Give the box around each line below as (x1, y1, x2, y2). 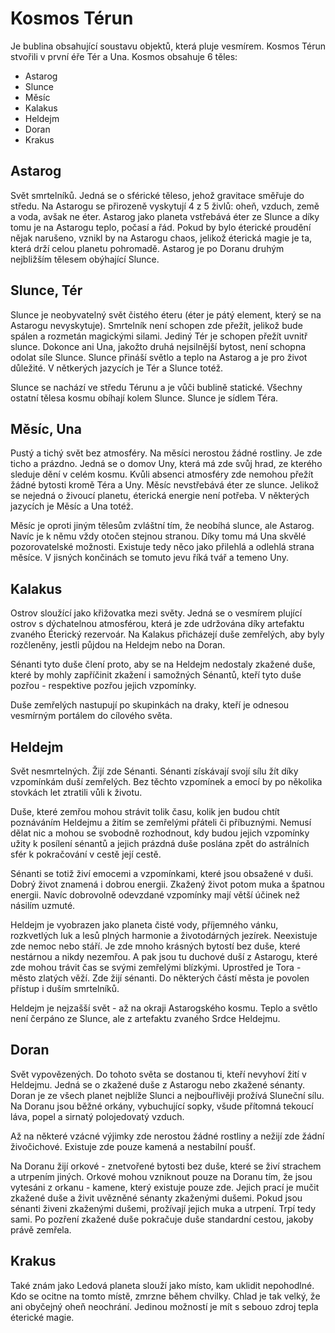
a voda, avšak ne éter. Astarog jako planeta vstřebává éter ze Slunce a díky (10, 210, 320, 222)
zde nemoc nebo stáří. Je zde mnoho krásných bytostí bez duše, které (10, 940, 301, 952)
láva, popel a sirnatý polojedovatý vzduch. (10, 1110, 185, 1122)
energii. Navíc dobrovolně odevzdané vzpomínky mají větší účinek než (10, 889, 301, 901)
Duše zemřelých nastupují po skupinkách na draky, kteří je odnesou (10, 699, 290, 711)
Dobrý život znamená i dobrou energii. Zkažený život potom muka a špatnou (10, 878, 325, 890)
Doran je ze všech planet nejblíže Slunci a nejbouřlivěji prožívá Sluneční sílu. (10, 1089, 325, 1101)
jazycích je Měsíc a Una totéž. (10, 500, 134, 512)
